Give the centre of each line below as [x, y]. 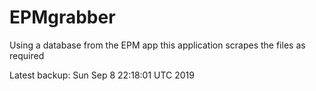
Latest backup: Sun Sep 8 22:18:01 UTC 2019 [102, 75]
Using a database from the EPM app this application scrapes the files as [157, 45]
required [27, 55]
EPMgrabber [62, 17]
